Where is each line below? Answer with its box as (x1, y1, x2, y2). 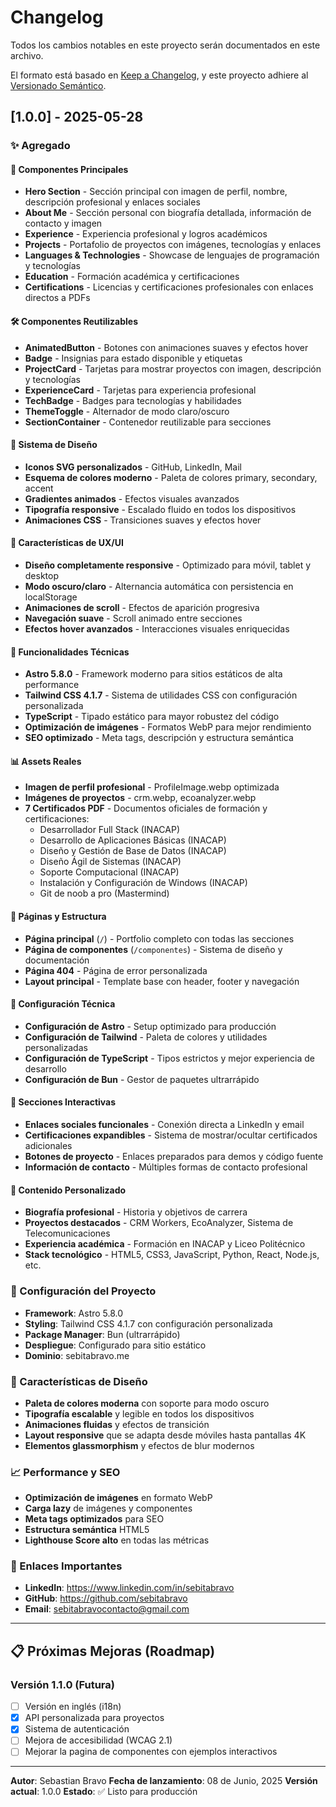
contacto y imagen (24, 217, 103, 230)
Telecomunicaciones (24, 1227, 111, 1240)
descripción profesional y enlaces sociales (24, 196, 201, 208)
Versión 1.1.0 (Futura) (10, 1677, 115, 1691)
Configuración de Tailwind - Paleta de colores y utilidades (24, 1031, 268, 1043)
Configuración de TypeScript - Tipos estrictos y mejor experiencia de (24, 1052, 315, 1064)
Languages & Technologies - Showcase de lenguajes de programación (24, 249, 320, 261)
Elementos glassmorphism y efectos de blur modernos (24, 1439, 255, 1451)
